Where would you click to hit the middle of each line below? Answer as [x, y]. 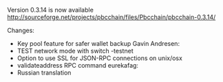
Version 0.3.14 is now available [51, 10]
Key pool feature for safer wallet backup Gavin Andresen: [98, 43]
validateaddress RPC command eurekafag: [78, 65]
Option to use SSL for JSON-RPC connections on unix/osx [99, 58]
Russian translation [44, 72]
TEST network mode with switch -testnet [75, 51]
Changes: [21, 30]
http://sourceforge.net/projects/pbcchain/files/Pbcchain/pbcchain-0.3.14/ [111, 17]
